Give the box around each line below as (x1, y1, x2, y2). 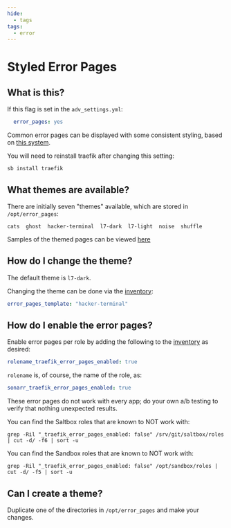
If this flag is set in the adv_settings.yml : (7, 105, 123, 113)
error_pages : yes (13, 118, 64, 125)
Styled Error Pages (7, 60, 118, 75)
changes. (7, 513, 34, 521)
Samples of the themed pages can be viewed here (7, 235, 151, 243)
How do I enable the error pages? (7, 320, 154, 331)
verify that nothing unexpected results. (7, 404, 118, 412)
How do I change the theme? (7, 255, 133, 267)
